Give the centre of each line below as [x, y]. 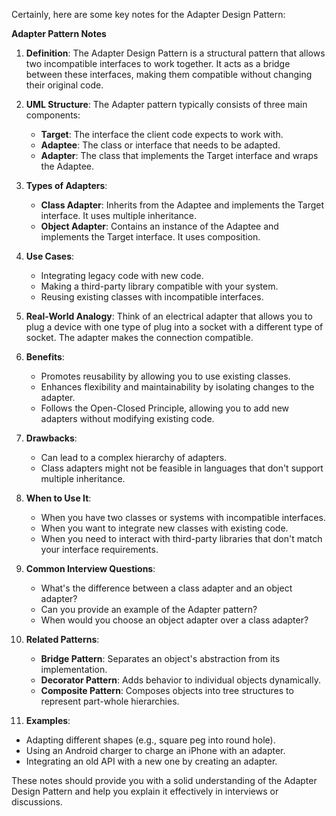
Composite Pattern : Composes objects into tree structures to [167, 690]
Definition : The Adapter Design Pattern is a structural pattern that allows [175, 53]
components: [53, 115]
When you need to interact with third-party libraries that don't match [181, 538]
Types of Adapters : [66, 185]
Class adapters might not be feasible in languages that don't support [182, 468]
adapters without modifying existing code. [127, 418]
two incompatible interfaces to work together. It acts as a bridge [158, 63]
